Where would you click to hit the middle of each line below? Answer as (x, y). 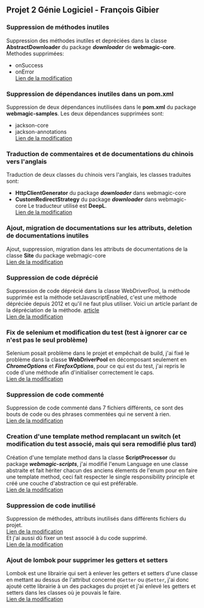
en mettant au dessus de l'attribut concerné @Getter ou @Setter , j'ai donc (98, 580)
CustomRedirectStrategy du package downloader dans (86, 199)
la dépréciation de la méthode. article (53, 310)
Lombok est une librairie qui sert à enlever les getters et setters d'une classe (102, 573)
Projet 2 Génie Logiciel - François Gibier (83, 10)
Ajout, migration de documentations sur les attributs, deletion (99, 228)
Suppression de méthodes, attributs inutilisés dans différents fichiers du (96, 519)
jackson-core (32, 125)
